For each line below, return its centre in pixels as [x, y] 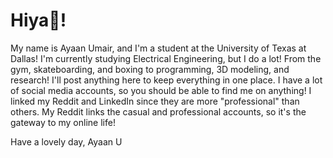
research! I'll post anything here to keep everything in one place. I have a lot [166, 80]
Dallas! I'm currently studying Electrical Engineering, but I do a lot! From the [166, 58]
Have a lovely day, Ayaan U [66, 141]
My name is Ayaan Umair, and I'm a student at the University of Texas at [158, 48]
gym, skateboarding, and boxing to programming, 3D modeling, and [150, 69]
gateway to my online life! [63, 122]
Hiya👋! [38, 20]
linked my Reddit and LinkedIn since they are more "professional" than [155, 101]
